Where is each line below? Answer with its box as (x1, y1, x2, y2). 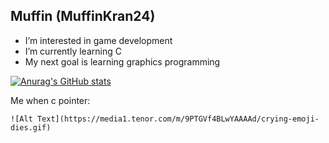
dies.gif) (10, 122, 52, 133)
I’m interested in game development (24, 34, 173, 46)
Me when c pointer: (10, 94, 91, 106)
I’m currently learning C (24, 45, 122, 57)
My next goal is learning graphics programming (24, 55, 221, 68)
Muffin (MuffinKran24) (10, 8, 156, 25)
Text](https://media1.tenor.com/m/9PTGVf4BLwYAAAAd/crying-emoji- (36, 114, 320, 124)
